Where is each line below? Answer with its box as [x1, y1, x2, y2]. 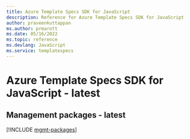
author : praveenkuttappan [6, 20, 71, 26]
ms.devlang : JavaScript [6, 43, 66, 49]
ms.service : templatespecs [6, 48, 74, 54]
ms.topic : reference [6, 37, 58, 43]
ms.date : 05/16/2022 [6, 31, 58, 37]
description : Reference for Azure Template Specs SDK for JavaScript [6, 14, 185, 20]
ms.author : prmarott [6, 25, 58, 32]
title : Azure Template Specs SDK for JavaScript [6, 8, 130, 15]
